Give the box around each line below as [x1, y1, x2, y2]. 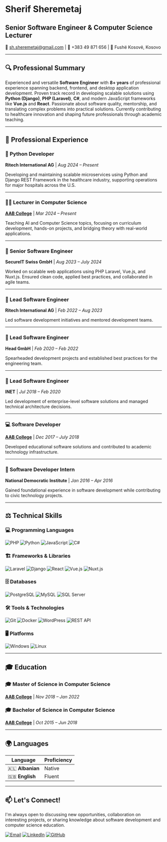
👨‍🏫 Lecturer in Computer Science [5, 199, 87, 206]
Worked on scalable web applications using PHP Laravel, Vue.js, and [5, 268, 146, 274]
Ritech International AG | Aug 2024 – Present [5, 162, 99, 168]
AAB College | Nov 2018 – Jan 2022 [5, 694, 80, 700]
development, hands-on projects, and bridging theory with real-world [5, 225, 148, 231]
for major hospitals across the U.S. [5, 182, 76, 188]
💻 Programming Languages [5, 526, 74, 533]
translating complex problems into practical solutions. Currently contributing [5, 106, 162, 112]
